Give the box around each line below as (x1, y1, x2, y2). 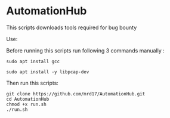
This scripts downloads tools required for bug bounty (6, 24, 137, 31)
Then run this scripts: (6, 79, 58, 86)
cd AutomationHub (6, 96, 50, 102)
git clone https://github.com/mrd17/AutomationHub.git (6, 91, 146, 97)
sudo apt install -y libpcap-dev (6, 69, 89, 75)
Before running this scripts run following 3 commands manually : (6, 46, 165, 54)
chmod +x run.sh (6, 101, 47, 107)
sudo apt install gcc (6, 58, 60, 64)
